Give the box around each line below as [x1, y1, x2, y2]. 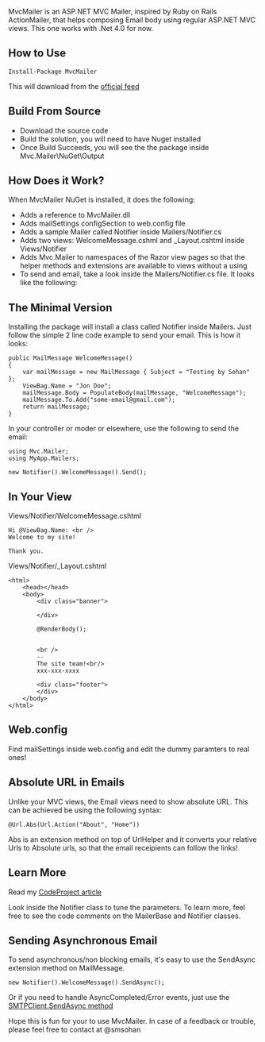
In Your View [8, 490, 72, 504]
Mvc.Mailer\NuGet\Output [19, 151, 105, 160]
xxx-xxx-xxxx [36, 667, 80, 675]
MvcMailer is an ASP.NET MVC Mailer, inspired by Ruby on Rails [8, 7, 217, 16]
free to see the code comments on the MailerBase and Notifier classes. [8, 911, 241, 920]
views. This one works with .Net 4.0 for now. [8, 24, 154, 33]
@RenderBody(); [36, 625, 87, 634]
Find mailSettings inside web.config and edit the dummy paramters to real [8, 744, 250, 754]
